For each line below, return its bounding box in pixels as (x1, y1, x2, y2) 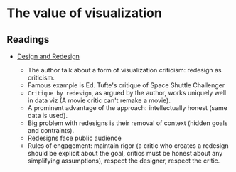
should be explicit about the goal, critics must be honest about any (27, 149, 223, 157)
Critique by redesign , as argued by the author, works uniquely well (27, 89, 227, 97)
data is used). (27, 112, 68, 119)
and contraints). (27, 127, 75, 134)
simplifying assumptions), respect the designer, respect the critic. (27, 156, 220, 165)
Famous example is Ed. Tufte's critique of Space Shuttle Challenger (27, 81, 225, 90)
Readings (6, 33, 50, 45)
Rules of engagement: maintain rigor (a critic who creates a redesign (27, 141, 229, 150)
